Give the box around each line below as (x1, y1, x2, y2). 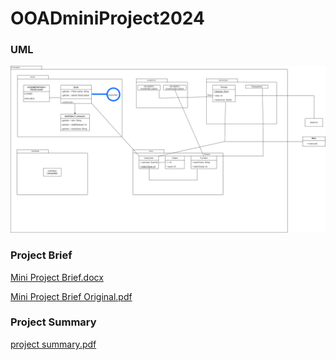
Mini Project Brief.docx (10, 271, 104, 283)
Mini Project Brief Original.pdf (10, 290, 133, 302)
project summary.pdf (10, 338, 97, 350)
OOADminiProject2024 (10, 7, 205, 30)
